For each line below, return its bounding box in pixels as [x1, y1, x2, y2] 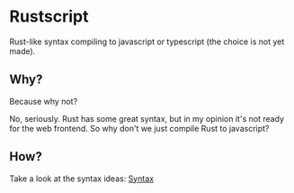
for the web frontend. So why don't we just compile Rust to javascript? [9, 123, 270, 133]
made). [9, 45, 36, 56]
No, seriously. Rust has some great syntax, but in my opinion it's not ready [9, 113, 285, 124]
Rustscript [9, 6, 89, 27]
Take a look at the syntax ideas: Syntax [9, 173, 155, 184]
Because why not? [9, 96, 78, 106]
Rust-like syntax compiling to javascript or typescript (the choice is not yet [9, 36, 285, 47]
